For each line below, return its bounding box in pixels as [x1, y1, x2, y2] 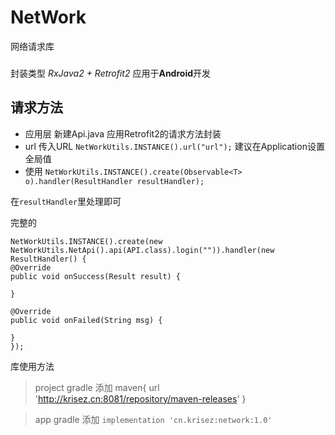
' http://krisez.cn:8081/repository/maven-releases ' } [34, 392, 247, 405]
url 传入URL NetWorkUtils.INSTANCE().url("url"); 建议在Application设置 [24, 140, 325, 152]
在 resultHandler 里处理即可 [10, 195, 122, 207]
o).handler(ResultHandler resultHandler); [24, 176, 205, 186]
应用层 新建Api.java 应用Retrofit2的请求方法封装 [24, 127, 222, 140]
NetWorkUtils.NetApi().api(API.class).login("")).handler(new [10, 245, 275, 255]
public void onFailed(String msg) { [10, 315, 163, 325]
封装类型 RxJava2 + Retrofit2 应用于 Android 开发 [10, 67, 211, 79]
